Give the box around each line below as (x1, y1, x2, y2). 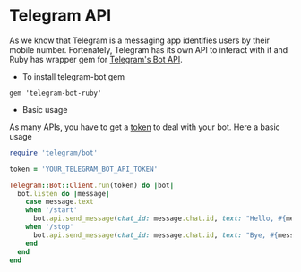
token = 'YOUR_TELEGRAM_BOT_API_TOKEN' (9, 165, 159, 174)
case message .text (25, 198, 94, 207)
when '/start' (25, 206, 78, 215)
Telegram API (9, 5, 112, 26)
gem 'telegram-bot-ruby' (9, 89, 102, 98)
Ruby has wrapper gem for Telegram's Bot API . (9, 54, 183, 64)
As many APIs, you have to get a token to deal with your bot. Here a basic (9, 122, 280, 132)
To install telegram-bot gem (21, 71, 125, 81)
